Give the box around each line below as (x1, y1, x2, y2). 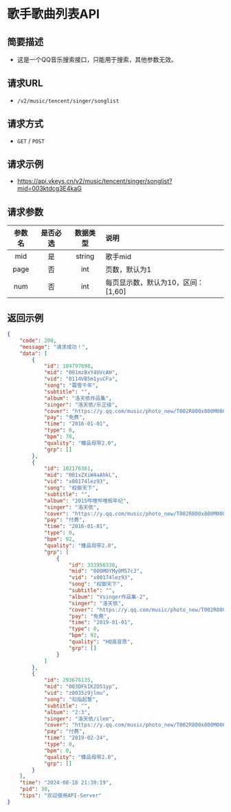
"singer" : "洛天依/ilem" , (43, 715, 115, 722)
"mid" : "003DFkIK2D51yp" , (43, 683, 118, 690)
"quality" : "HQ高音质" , (68, 638, 134, 645)
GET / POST (16, 136, 45, 145)
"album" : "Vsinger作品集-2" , (68, 593, 149, 600)
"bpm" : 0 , (43, 747, 72, 754)
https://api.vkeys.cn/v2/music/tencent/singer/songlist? (16, 177, 173, 185)
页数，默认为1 (105, 265, 152, 274)
